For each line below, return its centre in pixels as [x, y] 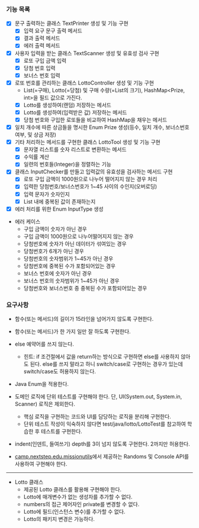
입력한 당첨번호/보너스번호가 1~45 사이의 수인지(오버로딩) [90, 186]
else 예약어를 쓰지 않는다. [44, 344]
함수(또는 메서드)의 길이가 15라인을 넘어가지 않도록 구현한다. [84, 319]
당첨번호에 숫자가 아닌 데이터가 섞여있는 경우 [75, 243]
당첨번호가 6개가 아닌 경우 [54, 251]
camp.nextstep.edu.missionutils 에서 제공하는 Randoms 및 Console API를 [102, 456]
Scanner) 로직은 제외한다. [45, 404]
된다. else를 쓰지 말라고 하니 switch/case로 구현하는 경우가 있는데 [107, 364]
